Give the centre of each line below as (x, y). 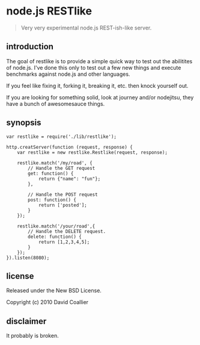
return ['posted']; (62, 205)
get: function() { (51, 173)
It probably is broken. (32, 336)
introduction (30, 47)
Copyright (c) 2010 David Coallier (47, 302)
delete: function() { (55, 237)
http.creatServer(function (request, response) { (70, 147)
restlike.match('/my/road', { (55, 163)
